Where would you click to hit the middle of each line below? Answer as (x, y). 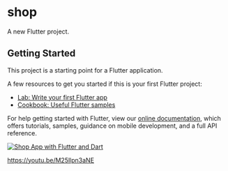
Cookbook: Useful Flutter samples (66, 105)
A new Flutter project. (38, 31)
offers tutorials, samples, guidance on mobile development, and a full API (112, 126)
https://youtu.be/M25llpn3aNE (51, 160)
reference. (22, 133)
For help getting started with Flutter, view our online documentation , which (114, 118)
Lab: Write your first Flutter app (62, 97)
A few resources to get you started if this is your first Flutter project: (105, 84)
